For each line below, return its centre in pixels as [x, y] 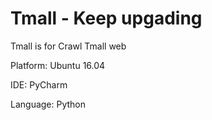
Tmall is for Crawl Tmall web [68, 46]
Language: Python [48, 104]
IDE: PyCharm [39, 84]
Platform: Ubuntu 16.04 [58, 65]
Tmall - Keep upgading [106, 18]
